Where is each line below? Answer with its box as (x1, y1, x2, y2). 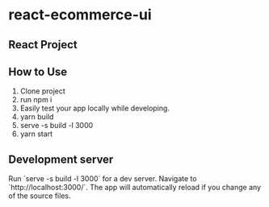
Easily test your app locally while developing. (19, 103, 170, 114)
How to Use (8, 64, 68, 78)
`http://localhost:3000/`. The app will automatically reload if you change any (8, 183, 261, 193)
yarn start (19, 129, 53, 139)
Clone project (19, 86, 66, 96)
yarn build (19, 112, 54, 122)
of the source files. (8, 191, 71, 201)
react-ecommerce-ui (8, 6, 152, 24)
